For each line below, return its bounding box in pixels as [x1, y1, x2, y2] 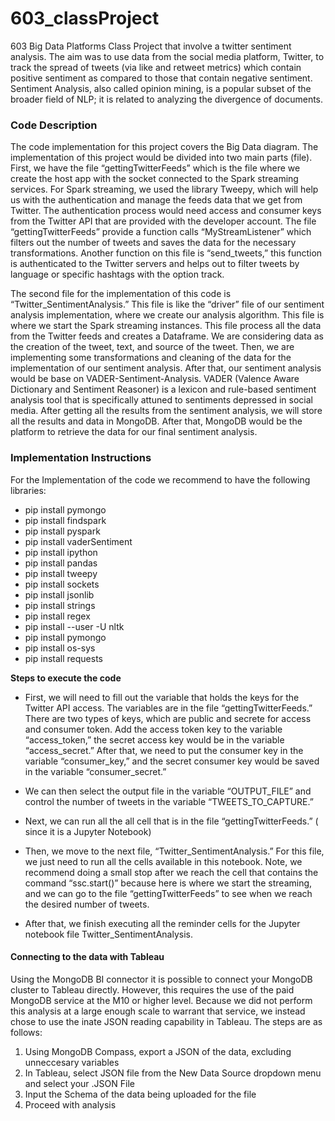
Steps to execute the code [10, 672, 122, 684]
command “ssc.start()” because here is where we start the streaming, [24, 877, 313, 889]
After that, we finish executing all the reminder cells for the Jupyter [24, 917, 301, 929]
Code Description [10, 118, 98, 132]
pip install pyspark [24, 525, 101, 537]
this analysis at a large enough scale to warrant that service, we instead [10, 1005, 306, 1017]
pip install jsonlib [24, 588, 95, 601]
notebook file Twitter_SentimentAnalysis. [24, 928, 193, 940]
